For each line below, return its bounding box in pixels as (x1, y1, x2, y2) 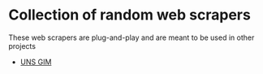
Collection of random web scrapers (8, 6, 252, 24)
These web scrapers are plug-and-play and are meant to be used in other (8, 33, 255, 42)
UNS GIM (19, 57, 52, 67)
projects (8, 41, 37, 50)
